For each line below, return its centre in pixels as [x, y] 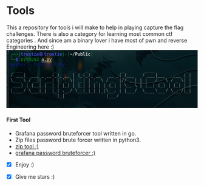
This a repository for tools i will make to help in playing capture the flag [95, 27]
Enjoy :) [25, 164]
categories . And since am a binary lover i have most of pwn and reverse [97, 40]
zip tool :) [27, 146]
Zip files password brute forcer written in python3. [78, 140]
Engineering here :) [30, 47]
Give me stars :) [35, 177]
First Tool [19, 120]
